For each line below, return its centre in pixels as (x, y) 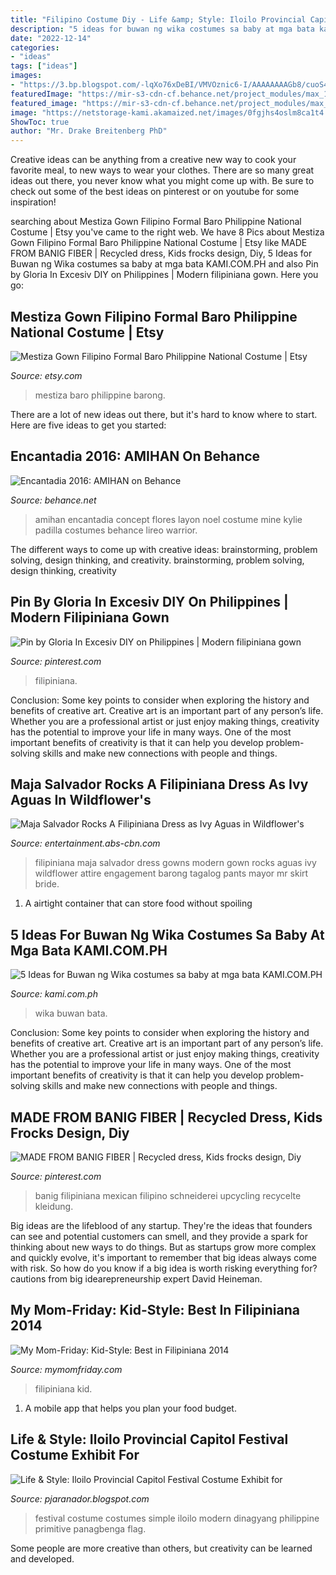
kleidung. (54, 1206)
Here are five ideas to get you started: (88, 425)
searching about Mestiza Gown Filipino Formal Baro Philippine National (156, 222)
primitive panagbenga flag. (90, 1528)
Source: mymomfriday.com (66, 1369)
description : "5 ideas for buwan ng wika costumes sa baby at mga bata (162, 29)
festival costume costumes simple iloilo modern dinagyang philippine (177, 1518)
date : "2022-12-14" (51, 38)
